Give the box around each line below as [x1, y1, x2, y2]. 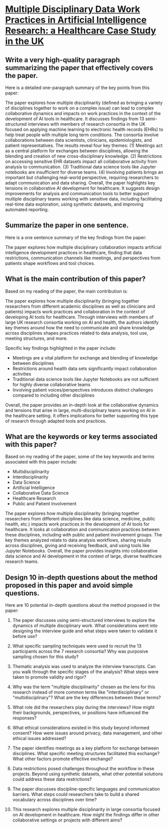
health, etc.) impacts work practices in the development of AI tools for [5, 521, 150, 527]
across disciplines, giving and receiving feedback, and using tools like [5, 542, 150, 548]
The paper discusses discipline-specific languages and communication [12, 786, 160, 792]
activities [12, 371, 32, 377]
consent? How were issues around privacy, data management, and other [12, 730, 163, 736]
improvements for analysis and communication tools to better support [5, 191, 149, 197]
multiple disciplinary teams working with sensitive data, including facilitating [5, 196, 162, 202]
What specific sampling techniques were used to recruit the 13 [12, 643, 142, 649]
